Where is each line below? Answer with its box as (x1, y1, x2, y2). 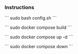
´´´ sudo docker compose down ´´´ (4, 44, 73, 50)
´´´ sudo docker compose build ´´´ (4, 25, 72, 30)
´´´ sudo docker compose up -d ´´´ (4, 34, 73, 40)
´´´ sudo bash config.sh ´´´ (4, 15, 57, 21)
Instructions (4, 4, 35, 11)
